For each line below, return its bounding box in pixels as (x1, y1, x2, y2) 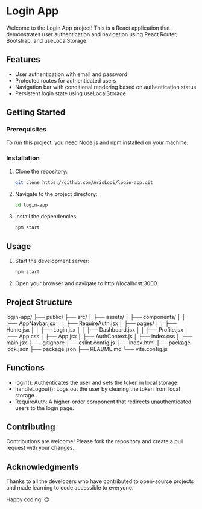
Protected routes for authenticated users (14, 77, 116, 84)
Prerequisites (6, 125, 46, 134)
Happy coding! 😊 (6, 496, 50, 503)
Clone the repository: (14, 168, 68, 175)
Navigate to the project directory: (14, 190, 98, 197)
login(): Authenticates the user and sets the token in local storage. (14, 379, 179, 386)
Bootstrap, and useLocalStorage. (6, 37, 88, 44)
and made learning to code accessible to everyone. (6, 484, 134, 492)
